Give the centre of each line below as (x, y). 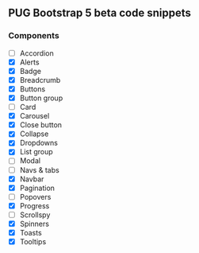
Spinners (34, 224)
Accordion (36, 53)
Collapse (34, 134)
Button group (41, 98)
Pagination (37, 188)
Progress (34, 205)
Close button (40, 125)
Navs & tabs (39, 169)
